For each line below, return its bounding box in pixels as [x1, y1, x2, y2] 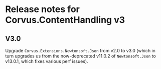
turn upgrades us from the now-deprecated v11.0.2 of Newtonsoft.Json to [5, 53, 156, 59]
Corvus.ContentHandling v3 [5, 14, 125, 26]
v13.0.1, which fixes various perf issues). [5, 58, 89, 64]
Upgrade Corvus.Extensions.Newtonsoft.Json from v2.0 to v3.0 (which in [5, 48, 155, 53]
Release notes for [5, 4, 80, 15]
